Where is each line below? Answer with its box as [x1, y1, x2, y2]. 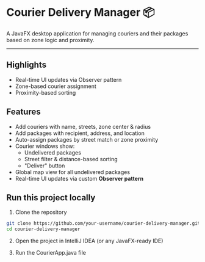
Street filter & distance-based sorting [24, 155, 118, 162]
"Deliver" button [24, 162, 65, 169]
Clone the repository [15, 209, 67, 216]
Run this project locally [6, 192, 96, 203]
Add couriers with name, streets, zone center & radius [15, 123, 151, 130]
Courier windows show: [15, 142, 75, 150]
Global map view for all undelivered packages [15, 168, 130, 175]
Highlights [6, 60, 47, 70]
